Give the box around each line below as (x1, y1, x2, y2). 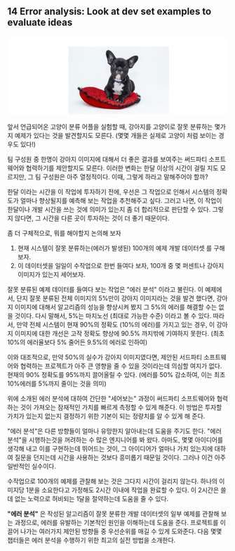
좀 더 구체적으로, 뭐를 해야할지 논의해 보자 (7, 229, 121, 237)
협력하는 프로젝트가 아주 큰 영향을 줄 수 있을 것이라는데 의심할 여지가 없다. (20, 362, 222, 370)
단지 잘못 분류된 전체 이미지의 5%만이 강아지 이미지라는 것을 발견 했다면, (16, 293, 215, 302)
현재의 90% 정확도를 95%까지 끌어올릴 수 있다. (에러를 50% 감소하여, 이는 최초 (7, 370, 226, 379)
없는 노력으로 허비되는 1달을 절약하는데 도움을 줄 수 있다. (14, 494, 169, 502)
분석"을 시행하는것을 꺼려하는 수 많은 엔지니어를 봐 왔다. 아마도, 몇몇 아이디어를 (7, 436, 223, 444)
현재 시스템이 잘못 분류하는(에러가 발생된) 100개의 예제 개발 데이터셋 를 (17, 243, 213, 252)
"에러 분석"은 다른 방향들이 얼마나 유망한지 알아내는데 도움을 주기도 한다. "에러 (7, 426, 222, 435)
